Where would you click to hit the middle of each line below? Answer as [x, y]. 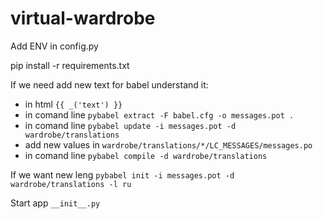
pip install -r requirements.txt [70, 65]
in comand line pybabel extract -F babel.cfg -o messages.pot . [159, 114]
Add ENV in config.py [54, 46]
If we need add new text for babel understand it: [109, 84]
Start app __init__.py [55, 203]
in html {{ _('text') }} [73, 104]
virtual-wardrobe [83, 18]
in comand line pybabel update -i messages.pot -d [130, 125]
